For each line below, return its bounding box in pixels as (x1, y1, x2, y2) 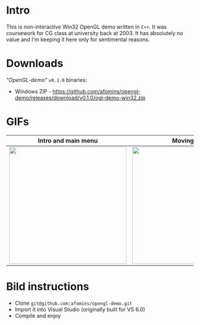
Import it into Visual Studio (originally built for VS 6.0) (14, 305, 146, 313)
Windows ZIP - (14, 87, 52, 95)
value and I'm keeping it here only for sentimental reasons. (6, 36, 150, 43)
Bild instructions (6, 280, 89, 293)
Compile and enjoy (14, 312, 61, 319)
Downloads (6, 57, 64, 70)
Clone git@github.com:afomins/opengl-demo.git (14, 299, 133, 307)
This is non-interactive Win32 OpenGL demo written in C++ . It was (6, 23, 167, 30)
